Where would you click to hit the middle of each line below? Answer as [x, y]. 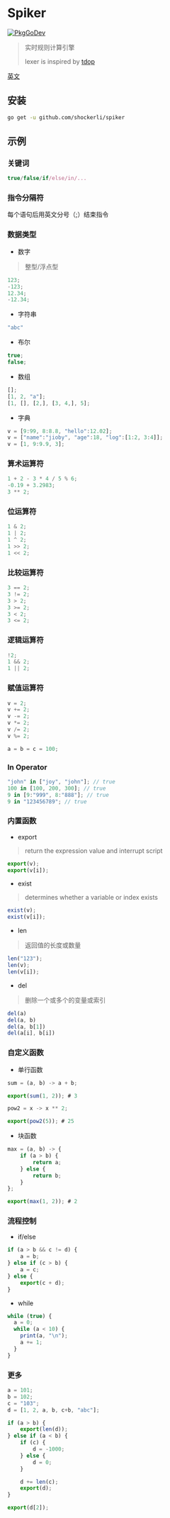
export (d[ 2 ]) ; [28, 1508]
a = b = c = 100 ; [33, 749]
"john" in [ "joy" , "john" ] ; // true [61, 781]
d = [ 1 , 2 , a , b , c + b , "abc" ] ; [53, 1410]
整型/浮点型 [41, 267]
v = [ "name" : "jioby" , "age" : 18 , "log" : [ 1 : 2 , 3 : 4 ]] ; [85, 437]
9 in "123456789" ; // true [47, 802]
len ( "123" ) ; [25, 959]
